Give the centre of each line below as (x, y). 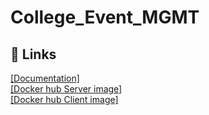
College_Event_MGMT (105, 17)
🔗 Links (33, 54)
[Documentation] (45, 78)
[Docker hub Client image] (64, 99)
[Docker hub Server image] (66, 89)
